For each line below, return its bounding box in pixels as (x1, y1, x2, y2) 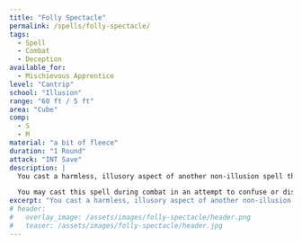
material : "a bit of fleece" (9, 138, 119, 147)
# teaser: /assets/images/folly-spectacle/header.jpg (9, 221, 223, 230)
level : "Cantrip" (9, 80, 75, 89)
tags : (9, 30, 30, 39)
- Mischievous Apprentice (17, 72, 115, 81)
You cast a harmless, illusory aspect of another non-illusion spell (17, 171, 283, 180)
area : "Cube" (9, 105, 58, 114)
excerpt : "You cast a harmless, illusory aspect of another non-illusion (9, 196, 292, 205)
